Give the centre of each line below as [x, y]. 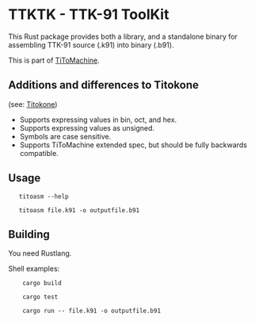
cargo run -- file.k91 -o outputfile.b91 [91, 311]
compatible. [39, 153]
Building [29, 234]
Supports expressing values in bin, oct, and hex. [98, 120]
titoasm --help [44, 196]
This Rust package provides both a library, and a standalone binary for [123, 36]
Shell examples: [34, 269]
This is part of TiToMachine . [54, 60]
